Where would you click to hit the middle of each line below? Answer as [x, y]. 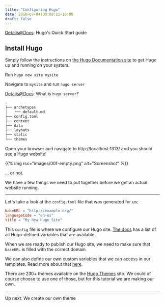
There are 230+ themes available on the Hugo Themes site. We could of [78, 274]
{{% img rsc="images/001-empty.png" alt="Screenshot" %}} [67, 164]
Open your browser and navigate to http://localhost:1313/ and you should [79, 149]
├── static [16, 135]
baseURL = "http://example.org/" [39, 211]
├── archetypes [21, 108]
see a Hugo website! [26, 154]
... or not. [14, 173]
